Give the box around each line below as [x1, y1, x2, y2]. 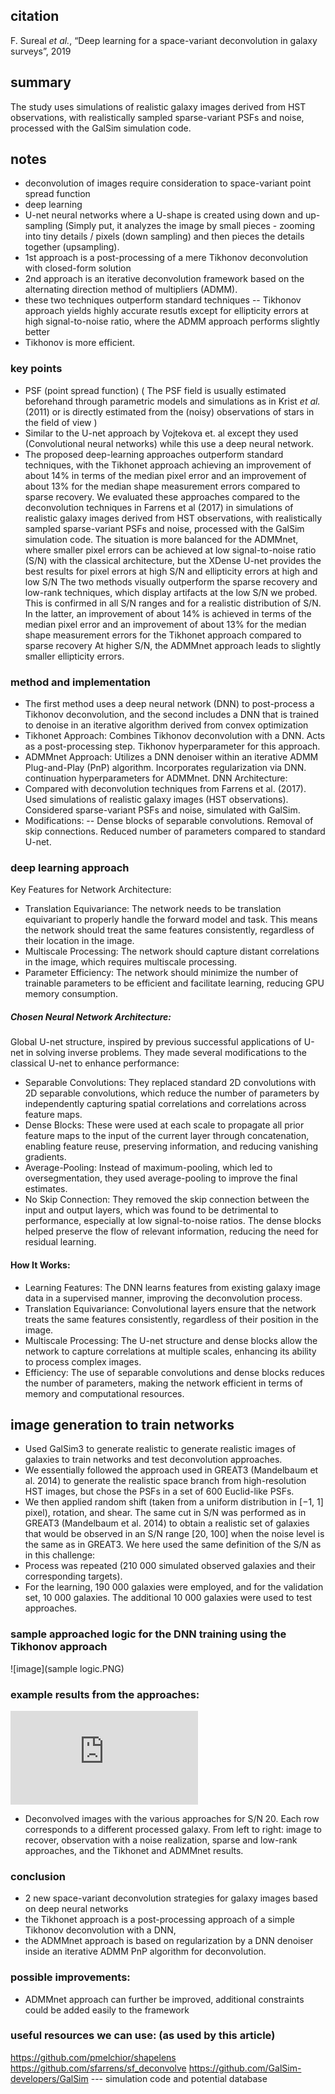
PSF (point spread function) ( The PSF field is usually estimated [24, 384, 287, 396]
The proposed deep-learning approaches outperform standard [24, 448, 284, 460]
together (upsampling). [24, 241, 120, 253]
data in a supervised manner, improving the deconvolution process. [24, 1292, 303, 1304]
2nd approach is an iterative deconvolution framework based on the [24, 273, 305, 285]
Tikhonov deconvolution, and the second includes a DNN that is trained [24, 709, 319, 721]
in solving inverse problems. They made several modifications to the [25, 1047, 307, 1059]
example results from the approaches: [10, 1687, 200, 1701]
